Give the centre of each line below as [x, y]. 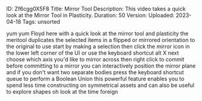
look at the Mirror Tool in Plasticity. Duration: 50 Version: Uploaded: [90, 15]
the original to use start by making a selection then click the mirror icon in [98, 46]
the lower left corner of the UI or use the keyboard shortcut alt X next [93, 53]
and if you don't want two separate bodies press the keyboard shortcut [95, 72]
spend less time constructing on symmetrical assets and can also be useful [100, 85]
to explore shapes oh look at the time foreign [62, 92]
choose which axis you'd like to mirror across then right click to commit [96, 59]
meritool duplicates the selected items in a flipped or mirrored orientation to [101, 40]
